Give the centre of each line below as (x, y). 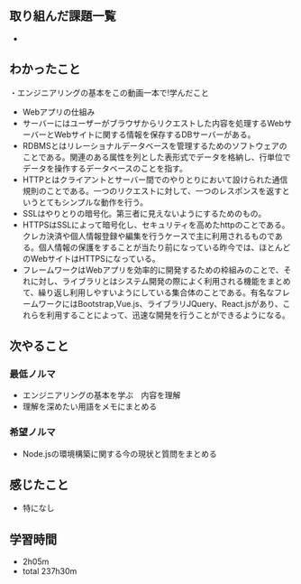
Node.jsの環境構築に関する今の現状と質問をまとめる (120, 453)
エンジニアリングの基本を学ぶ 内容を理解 (101, 395)
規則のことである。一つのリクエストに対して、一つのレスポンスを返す (152, 190)
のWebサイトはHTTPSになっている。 (91, 258)
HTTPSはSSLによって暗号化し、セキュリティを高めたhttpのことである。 (156, 225)
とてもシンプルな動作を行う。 (93, 202)
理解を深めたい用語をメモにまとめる (90, 407)
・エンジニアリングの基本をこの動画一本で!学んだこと (109, 92)
